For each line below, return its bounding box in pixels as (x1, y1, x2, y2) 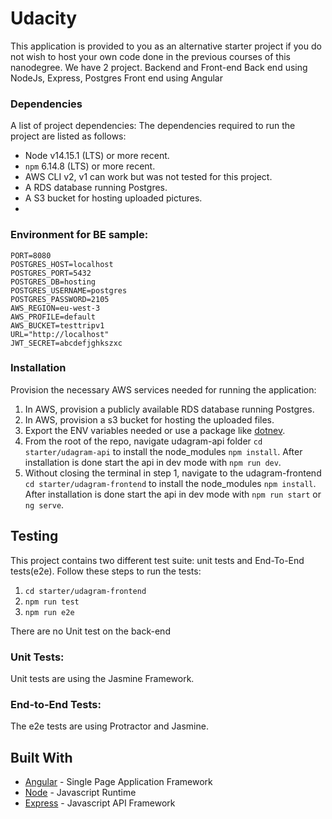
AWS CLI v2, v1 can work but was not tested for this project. (24, 171, 273, 183)
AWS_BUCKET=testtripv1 (10, 320, 105, 331)
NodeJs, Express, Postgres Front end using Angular (10, 72, 224, 84)
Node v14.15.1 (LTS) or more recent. (24, 150, 170, 162)
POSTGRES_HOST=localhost (10, 259, 114, 269)
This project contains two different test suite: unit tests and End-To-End (10, 554, 305, 566)
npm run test (24, 597, 80, 607)
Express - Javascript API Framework (24, 797, 176, 809)
